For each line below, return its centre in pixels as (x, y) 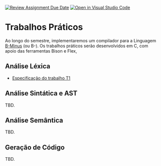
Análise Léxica (28, 66)
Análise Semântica (34, 120)
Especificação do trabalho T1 (41, 78)
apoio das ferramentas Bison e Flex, (41, 51)
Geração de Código (35, 147)
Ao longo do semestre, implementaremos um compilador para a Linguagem (81, 40)
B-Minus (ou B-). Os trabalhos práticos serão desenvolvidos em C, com (77, 46)
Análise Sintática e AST (41, 93)
